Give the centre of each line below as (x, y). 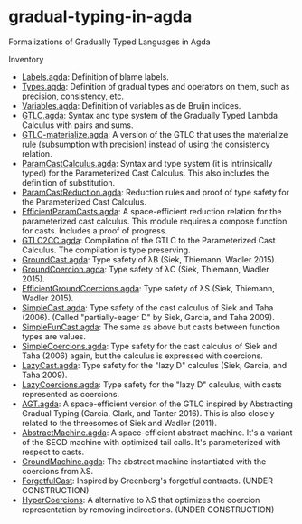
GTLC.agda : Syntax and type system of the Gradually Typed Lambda (149, 115)
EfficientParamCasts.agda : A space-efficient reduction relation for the (151, 211)
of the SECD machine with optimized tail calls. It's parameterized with (151, 442)
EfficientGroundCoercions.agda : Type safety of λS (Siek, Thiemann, (148, 288)
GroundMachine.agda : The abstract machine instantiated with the (144, 461)
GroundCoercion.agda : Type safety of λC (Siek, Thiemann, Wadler (145, 269)
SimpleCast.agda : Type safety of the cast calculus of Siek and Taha (147, 307)
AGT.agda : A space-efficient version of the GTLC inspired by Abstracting (157, 404)
